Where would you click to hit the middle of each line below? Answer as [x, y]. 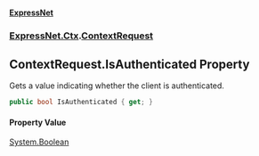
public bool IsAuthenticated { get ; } [81, 103]
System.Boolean [39, 142]
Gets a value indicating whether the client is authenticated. [117, 86]
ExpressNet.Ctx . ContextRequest [81, 36]
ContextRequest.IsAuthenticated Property [129, 64]
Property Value [38, 122]
